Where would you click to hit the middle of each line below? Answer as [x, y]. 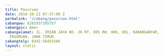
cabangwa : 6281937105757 [31, 23]
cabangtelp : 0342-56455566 [33, 41]
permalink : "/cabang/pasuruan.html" [43, 19]
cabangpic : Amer [22, 28]
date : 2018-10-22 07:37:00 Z [35, 14]
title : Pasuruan [22, 9]
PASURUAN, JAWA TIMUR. [33, 37]
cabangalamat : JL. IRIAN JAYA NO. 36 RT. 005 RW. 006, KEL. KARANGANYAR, [82, 32]
